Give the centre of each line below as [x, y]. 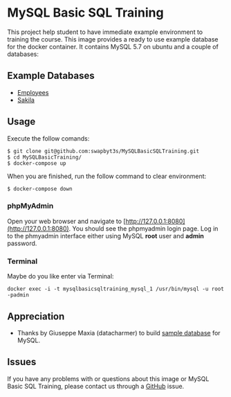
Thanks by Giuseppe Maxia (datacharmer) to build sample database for [119, 333]
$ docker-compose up [37, 163]
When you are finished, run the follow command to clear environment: [107, 176]
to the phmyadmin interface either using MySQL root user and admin [105, 236]
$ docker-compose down [40, 188]
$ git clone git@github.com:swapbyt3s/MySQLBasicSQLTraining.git [103, 151]
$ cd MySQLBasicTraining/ [44, 157]
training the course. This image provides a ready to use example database [113, 39]
